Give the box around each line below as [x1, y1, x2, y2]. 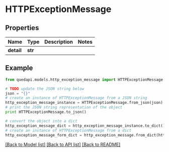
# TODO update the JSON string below [5, 86, 84, 91]
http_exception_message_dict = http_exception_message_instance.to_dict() [5, 123, 165, 128]
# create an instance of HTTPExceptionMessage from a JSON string [5, 95, 147, 101]
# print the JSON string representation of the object [5, 105, 123, 110]
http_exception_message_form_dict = [5, 132, 82, 137]
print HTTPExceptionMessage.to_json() [5, 109, 87, 115]
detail [8, 47, 22, 54]
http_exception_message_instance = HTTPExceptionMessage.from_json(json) [5, 100, 163, 105]
